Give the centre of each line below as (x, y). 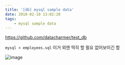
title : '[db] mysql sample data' (40, 10)
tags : (11, 19)
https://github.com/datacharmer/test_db (46, 37)
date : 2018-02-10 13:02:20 (33, 14)
